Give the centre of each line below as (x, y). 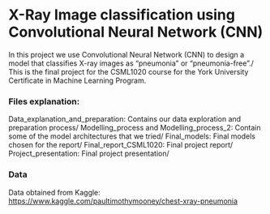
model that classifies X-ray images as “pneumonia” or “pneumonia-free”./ (131, 63)
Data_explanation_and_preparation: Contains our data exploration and (125, 119)
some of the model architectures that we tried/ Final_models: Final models (132, 136)
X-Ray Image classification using (122, 15)
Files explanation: (44, 101)
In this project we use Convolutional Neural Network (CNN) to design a (126, 54)
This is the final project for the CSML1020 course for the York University (129, 71)
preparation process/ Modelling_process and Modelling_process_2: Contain (135, 128)
